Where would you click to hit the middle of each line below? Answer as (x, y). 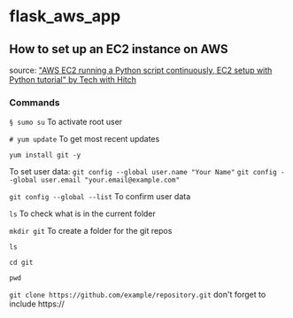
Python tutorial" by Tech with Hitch (73, 80)
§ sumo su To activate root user (66, 122)
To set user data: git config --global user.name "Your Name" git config (143, 172)
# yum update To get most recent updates (85, 139)
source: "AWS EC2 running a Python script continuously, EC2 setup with (141, 70)
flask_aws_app (65, 16)
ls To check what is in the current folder (83, 213)
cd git (21, 263)
